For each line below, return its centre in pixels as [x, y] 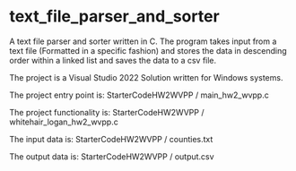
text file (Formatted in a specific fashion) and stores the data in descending [148, 50]
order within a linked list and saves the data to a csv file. [113, 60]
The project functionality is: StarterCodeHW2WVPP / [107, 112]
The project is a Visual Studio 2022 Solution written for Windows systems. [146, 77]
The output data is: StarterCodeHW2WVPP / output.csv [112, 156]
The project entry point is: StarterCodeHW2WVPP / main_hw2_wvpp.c [139, 95]
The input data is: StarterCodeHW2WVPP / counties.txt [111, 139]
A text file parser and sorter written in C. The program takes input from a [143, 41]
